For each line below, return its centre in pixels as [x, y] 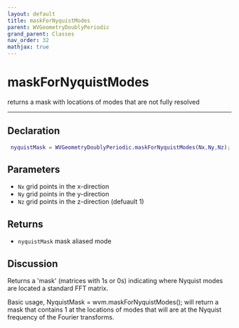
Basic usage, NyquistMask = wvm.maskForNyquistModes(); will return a [113, 302]
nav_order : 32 [28, 41]
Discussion [33, 264]
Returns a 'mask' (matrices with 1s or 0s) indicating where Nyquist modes [115, 281]
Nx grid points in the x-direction [63, 186]
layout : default [31, 14]
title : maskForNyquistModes [49, 21]
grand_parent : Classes [41, 34]
